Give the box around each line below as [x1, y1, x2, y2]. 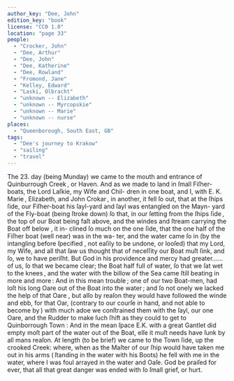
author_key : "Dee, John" [7, 10, 80, 17]
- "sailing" [13, 147, 49, 154]
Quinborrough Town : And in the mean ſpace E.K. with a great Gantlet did [7, 321, 217, 329]
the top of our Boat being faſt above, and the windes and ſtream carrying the [7, 217, 227, 225]
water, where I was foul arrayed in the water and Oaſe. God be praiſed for [7, 358, 217, 366]
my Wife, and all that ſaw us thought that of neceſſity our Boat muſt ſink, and [7, 246, 225, 255]
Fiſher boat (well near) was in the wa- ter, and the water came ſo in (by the [7, 231, 221, 240]
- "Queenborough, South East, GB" [13, 127, 114, 134]
